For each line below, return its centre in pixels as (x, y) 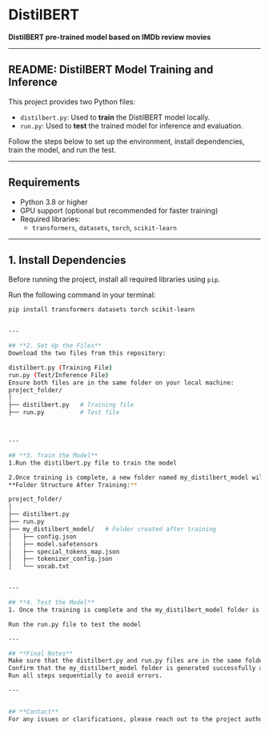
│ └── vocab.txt (39, 567)
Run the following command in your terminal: (82, 295)
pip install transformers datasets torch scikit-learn (102, 310)
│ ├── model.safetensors (53, 544)
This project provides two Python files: (72, 101)
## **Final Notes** (41, 653)
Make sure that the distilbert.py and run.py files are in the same (125, 661)
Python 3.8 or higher (54, 201)
